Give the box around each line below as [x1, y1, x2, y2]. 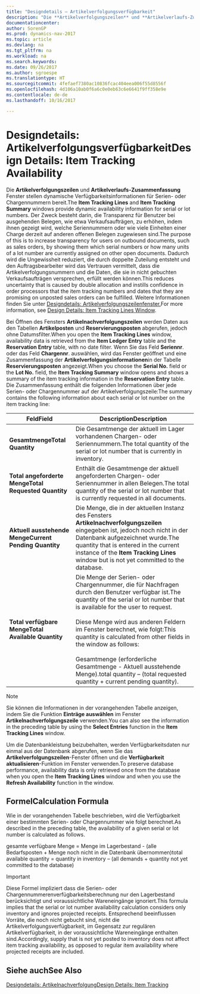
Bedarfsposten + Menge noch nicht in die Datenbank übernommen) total [6, 849, 183, 856]
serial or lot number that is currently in [75, 447, 182, 455]
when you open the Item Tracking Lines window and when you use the [6, 773, 181, 780]
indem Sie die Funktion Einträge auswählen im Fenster [6, 710, 141, 717]
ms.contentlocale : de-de [6, 92, 68, 98]
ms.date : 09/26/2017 [6, 64, 58, 70]
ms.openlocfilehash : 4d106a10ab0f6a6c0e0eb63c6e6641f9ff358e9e [6, 86, 167, 92]
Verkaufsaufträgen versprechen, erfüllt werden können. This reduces [6, 275, 174, 282]
